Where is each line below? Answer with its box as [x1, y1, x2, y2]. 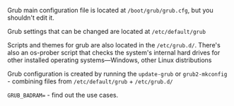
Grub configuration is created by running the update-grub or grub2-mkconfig [7, 70, 228, 78]
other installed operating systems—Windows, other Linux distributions [7, 56, 212, 64]
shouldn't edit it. [7, 13, 54, 22]
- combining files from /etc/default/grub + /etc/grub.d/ [7, 77, 173, 86]
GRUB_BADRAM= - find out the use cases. [7, 91, 119, 99]
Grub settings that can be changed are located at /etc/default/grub [7, 28, 206, 35]
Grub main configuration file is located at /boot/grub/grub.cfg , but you [7, 6, 213, 14]
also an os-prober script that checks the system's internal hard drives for [7, 49, 221, 57]
